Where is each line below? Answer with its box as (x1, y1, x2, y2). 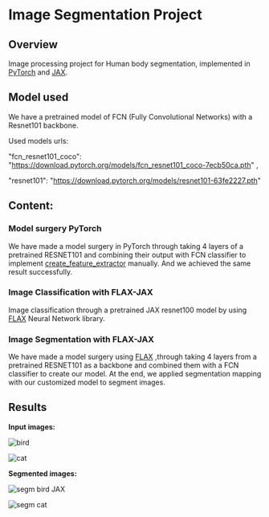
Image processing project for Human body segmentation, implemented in (8, 59, 251, 68)
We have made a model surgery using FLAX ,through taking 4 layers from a (8, 352, 257, 362)
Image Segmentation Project (8, 6, 202, 24)
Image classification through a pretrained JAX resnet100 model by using (8, 305, 247, 315)
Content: (8, 199, 54, 213)
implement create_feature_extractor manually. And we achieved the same (8, 258, 251, 268)
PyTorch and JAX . (8, 67, 68, 77)
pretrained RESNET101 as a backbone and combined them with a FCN (8, 360, 239, 370)
